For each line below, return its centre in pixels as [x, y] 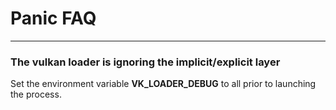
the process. [36, 94]
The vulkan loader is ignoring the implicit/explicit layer [145, 62]
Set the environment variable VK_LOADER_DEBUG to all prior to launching [163, 84]
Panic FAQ [53, 18]
